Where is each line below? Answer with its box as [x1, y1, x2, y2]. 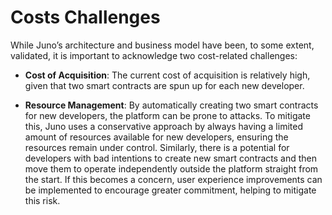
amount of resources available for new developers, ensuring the [24, 131, 289, 143]
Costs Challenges [10, 6, 161, 29]
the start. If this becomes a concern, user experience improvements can [24, 173, 323, 185]
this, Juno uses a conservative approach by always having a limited [24, 120, 303, 132]
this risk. [24, 194, 61, 206]
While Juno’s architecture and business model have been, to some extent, [10, 39, 315, 51]
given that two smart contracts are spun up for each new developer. [24, 79, 305, 91]
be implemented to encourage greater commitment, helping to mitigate [24, 184, 317, 196]
